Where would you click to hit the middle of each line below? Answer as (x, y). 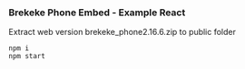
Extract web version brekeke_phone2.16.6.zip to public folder (122, 32)
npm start (27, 56)
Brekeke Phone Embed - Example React (97, 13)
